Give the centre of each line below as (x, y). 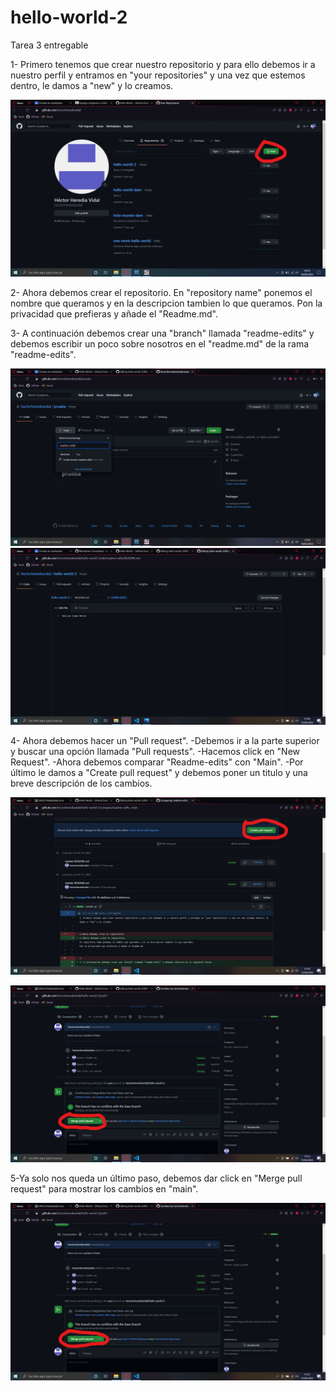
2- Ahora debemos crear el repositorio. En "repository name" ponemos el (161, 293)
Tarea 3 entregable (49, 45)
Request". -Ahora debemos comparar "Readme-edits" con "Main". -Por (157, 762)
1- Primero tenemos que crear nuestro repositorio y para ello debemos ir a (163, 64)
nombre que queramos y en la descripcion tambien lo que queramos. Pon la (166, 303)
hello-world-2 (69, 17)
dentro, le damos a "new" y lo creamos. (92, 85)
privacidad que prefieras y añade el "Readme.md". (114, 314)
